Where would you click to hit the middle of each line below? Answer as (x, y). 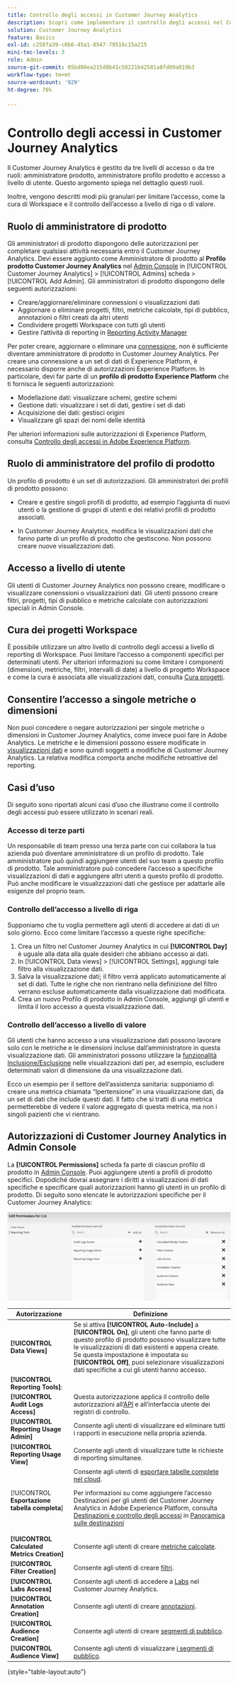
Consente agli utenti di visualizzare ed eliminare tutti (149, 1425)
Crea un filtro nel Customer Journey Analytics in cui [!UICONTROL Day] (123, 946)
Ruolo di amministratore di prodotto (87, 226)
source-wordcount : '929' (44, 82)
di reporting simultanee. (108, 1458)
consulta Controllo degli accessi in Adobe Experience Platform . (99, 441)
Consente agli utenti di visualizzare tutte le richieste (148, 1451)
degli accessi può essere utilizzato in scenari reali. (81, 812)
